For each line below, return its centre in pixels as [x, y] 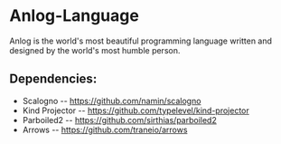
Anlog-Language [75, 16]
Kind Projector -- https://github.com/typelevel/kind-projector [136, 110]
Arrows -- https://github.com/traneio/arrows [105, 130]
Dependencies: [53, 79]
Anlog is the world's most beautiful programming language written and [141, 41]
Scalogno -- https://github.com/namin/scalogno [112, 101]
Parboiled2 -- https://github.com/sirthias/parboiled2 [119, 120]
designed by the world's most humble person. [95, 50]
